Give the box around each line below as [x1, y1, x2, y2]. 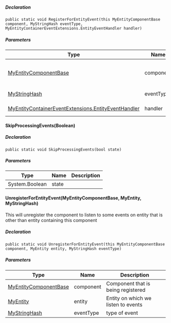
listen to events [106, 301, 142, 308]
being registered [106, 286, 146, 293]
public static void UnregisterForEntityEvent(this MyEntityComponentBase [5, 241, 165, 247]
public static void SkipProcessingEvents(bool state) [5, 147, 122, 152]
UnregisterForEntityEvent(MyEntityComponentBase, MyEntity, [5, 195, 141, 201]
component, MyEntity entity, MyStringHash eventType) [5, 246, 122, 251]
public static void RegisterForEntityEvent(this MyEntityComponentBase [5, 17, 160, 22]
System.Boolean [8, 181, 47, 188]
